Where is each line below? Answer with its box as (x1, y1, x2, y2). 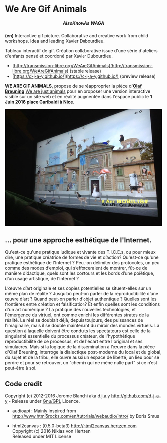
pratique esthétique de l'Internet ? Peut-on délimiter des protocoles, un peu (5, 260, 160, 266)
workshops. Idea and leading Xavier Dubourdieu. (5, 38, 105, 44)
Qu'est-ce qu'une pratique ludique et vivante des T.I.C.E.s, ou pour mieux (5, 249, 156, 255)
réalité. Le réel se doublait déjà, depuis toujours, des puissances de (5, 317, 143, 323)
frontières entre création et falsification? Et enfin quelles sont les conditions (5, 301, 160, 307)
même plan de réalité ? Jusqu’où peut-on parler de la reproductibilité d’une (5, 291, 158, 297)
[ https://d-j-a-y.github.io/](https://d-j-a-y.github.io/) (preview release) (12, 73, 156, 79)
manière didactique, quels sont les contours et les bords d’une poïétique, (5, 270, 155, 276)
